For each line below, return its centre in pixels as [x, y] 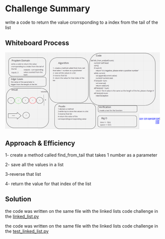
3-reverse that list [23, 174]
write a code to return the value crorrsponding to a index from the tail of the [82, 22]
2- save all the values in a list [34, 165]
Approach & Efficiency [40, 143]
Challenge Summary [48, 9]
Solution [18, 199]
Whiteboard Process [37, 43]
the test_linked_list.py [27, 231]
